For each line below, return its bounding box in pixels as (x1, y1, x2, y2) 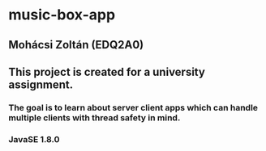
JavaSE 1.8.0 (8, 133, 60, 145)
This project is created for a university (8, 65, 205, 78)
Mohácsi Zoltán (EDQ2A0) (8, 38, 144, 52)
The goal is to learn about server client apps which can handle (8, 102, 258, 113)
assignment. (8, 78, 74, 91)
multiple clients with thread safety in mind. (8, 111, 181, 123)
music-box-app (8, 6, 116, 24)
